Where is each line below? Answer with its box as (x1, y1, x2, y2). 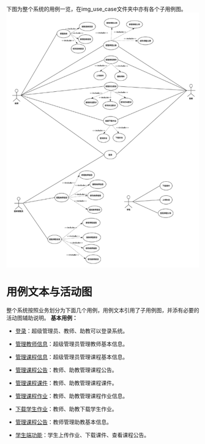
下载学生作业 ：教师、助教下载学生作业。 (15, 405, 117, 412)
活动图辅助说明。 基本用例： (6, 314, 78, 322)
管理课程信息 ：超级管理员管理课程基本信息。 (15, 353, 129, 360)
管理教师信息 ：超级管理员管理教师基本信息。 (15, 340, 129, 347)
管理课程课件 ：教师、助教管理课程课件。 (15, 379, 117, 386)
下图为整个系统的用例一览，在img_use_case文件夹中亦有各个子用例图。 (6, 6, 187, 12)
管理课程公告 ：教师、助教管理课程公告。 (15, 366, 117, 374)
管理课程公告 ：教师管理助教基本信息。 (15, 418, 112, 426)
